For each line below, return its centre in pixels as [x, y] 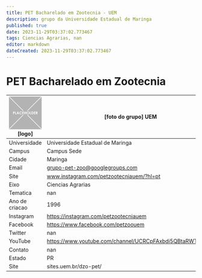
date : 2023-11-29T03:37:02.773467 [50, 32]
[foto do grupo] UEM [131, 117]
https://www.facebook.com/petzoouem [96, 224]
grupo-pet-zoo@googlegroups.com [92, 168]
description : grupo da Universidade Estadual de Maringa [79, 19]
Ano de [18, 201]
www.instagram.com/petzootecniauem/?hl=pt [104, 176]
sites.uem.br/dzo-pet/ [75, 267]
